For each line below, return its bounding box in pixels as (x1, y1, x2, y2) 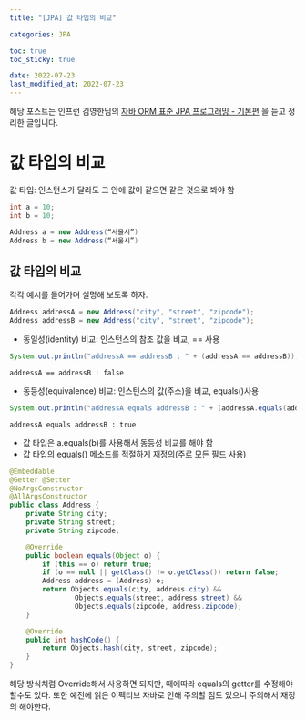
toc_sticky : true (9, 55, 76, 64)
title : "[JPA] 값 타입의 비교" (9, 13, 117, 23)
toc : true (9, 46, 47, 56)
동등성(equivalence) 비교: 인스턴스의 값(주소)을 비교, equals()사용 (22, 385, 260, 396)
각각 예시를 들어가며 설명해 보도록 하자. (9, 289, 148, 301)
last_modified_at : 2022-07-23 (9, 79, 125, 89)
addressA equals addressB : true (9, 420, 137, 429)
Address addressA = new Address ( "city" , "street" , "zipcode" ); (9, 307, 255, 317)
